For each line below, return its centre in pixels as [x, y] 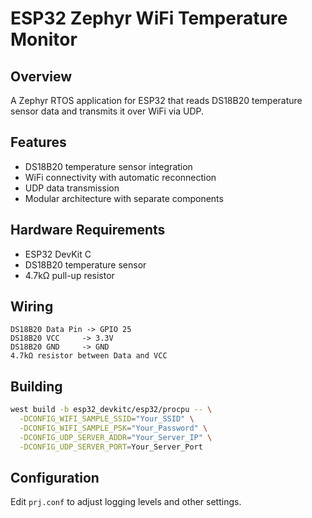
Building [36, 386]
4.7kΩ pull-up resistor [69, 275]
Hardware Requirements [88, 230]
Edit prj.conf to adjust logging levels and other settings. [126, 502]
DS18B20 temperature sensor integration [108, 166]
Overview [41, 76]
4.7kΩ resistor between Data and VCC [89, 356]
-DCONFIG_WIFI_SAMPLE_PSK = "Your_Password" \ [113, 428]
